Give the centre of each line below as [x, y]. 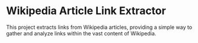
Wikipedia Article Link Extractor [86, 11]
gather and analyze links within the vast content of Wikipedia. [81, 33]
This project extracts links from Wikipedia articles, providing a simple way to [99, 27]
